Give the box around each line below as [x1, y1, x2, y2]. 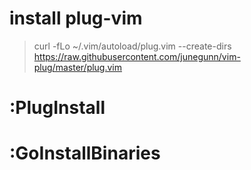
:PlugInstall [9, 97, 106, 119]
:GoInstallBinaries [9, 142, 161, 165]
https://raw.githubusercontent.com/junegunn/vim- [33, 50, 241, 62]
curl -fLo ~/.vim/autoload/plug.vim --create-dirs [33, 40, 232, 52]
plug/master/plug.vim [33, 61, 123, 73]
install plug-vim [9, 7, 143, 30]
